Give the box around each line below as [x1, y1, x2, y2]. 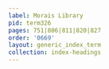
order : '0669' [8, 33, 56, 42]
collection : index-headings [8, 48, 102, 56]
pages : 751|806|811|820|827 [8, 26, 102, 34]
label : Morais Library [8, 11, 84, 20]
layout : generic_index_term [8, 41, 102, 49]
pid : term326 [8, 19, 52, 27]
